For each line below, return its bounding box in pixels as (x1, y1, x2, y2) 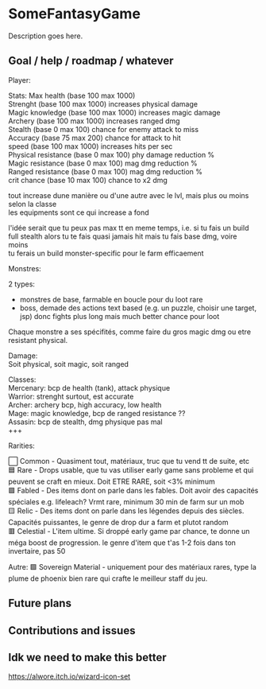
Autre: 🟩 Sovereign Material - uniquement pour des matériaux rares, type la (8, 562, 256, 571)
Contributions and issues (8, 624, 136, 637)
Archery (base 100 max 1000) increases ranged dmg (8, 116, 180, 126)
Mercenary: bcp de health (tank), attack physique (8, 383, 171, 392)
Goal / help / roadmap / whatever (8, 54, 174, 68)
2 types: (8, 279, 36, 289)
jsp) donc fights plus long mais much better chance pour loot (19, 311, 220, 321)
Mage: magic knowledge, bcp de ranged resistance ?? (8, 408, 186, 418)
